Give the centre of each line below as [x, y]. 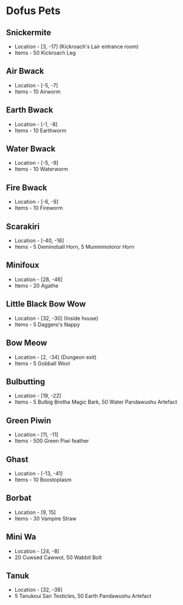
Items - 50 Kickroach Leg [45, 53]
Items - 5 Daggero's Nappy [47, 325]
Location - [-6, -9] [37, 202]
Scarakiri [23, 226]
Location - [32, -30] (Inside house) [56, 318]
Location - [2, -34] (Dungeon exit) [56, 357]
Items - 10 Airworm [37, 92]
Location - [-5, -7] [36, 85]
